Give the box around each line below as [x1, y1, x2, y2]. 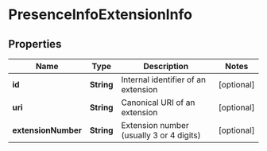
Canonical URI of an [121, 97, 195, 108]
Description [142, 61, 189, 72]
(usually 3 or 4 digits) [121, 130, 201, 141]
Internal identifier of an [121, 74, 207, 85]
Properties [8, 37, 62, 51]
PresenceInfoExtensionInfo [8, 6, 193, 24]
